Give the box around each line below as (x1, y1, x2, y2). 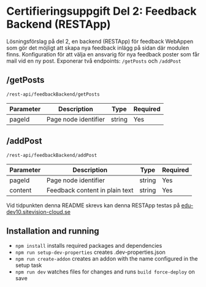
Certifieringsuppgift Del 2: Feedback (6, 4, 197, 18)
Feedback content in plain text (46, 186, 134, 194)
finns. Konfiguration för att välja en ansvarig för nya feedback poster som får (6, 50, 200, 58)
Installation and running (6, 226, 99, 236)
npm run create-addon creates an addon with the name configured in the (15, 255, 198, 262)
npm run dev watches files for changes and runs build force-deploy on (15, 268, 195, 275)
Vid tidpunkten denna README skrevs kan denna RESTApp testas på (6, 201, 180, 209)
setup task (15, 262, 42, 269)
